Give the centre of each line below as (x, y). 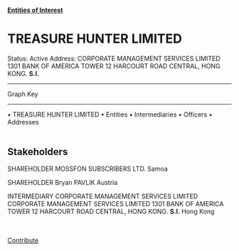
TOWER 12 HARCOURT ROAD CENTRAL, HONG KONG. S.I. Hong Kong (111, 212)
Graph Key (23, 94)
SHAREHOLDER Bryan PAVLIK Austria (63, 183)
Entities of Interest (35, 10)
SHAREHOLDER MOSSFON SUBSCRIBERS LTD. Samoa (88, 169)
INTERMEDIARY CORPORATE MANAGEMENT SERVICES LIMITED (103, 196)
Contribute (23, 240)
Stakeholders (38, 152)
